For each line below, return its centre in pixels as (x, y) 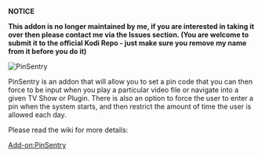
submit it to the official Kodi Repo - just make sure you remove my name (127, 43)
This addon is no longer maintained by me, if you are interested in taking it (131, 26)
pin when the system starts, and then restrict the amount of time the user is (130, 106)
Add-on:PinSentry (37, 145)
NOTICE (22, 11)
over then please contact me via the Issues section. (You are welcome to (129, 35)
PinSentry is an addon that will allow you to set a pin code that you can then (131, 82)
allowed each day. (37, 115)
